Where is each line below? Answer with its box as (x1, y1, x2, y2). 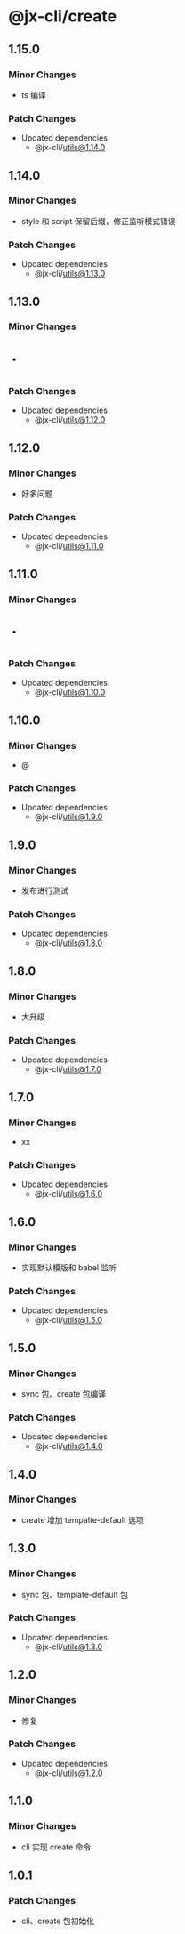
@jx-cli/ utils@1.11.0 (34, 541, 104, 552)
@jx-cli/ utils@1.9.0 (34, 811, 103, 822)
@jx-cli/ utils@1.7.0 (34, 1064, 101, 1075)
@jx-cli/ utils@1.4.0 (34, 1441, 103, 1452)
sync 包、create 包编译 (20, 1388, 107, 1398)
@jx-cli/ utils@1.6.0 (34, 1189, 103, 1199)
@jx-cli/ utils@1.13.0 (34, 269, 106, 279)
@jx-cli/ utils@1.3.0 (34, 1641, 103, 1652)
